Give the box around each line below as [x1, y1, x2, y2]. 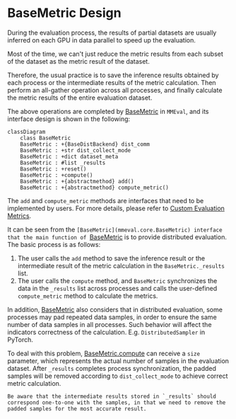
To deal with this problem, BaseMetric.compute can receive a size [7, 349, 200, 357]
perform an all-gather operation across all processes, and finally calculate [7, 86, 223, 94]
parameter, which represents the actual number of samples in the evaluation [7, 356, 230, 365]
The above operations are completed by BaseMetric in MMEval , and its [7, 107, 209, 115]
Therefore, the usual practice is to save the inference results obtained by [7, 71, 219, 79]
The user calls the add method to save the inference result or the [17, 253, 206, 263]
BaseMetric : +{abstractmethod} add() [20, 178, 134, 185]
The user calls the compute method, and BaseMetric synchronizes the [17, 276, 218, 285]
